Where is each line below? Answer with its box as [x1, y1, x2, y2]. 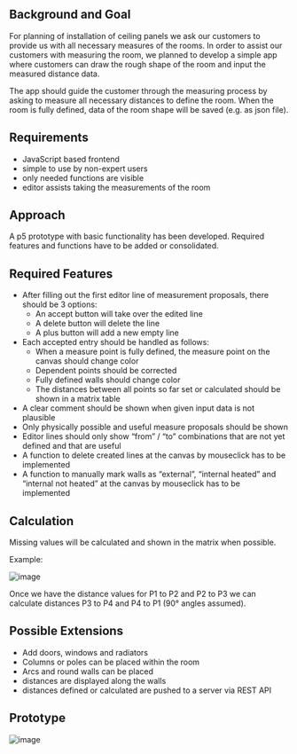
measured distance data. [9, 68, 100, 79]
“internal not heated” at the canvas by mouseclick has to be [21, 478, 241, 489]
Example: [9, 554, 43, 565]
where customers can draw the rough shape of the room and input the [9, 59, 266, 69]
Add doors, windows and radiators [21, 647, 149, 657]
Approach [9, 208, 66, 223]
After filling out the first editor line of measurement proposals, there [21, 290, 269, 301]
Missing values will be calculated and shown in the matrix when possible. [9, 537, 277, 548]
